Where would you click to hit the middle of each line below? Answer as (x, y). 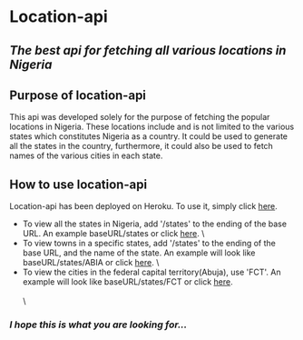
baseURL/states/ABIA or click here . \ (91, 263)
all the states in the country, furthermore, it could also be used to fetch (142, 146)
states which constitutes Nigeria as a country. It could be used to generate (149, 136)
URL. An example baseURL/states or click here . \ (113, 234)
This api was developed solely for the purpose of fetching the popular (140, 117)
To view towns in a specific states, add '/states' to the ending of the (149, 244)
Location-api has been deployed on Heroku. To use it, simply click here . (144, 206)
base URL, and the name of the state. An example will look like (139, 253)
